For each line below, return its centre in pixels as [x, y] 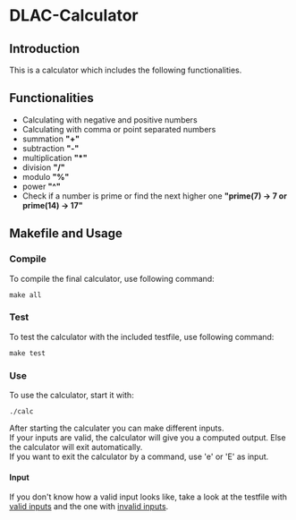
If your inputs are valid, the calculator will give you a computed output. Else [148, 438]
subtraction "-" [51, 148]
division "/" [43, 167]
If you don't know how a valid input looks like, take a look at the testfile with [148, 497]
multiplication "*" [55, 158]
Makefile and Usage [66, 234]
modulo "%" [46, 176]
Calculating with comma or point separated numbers [119, 129]
